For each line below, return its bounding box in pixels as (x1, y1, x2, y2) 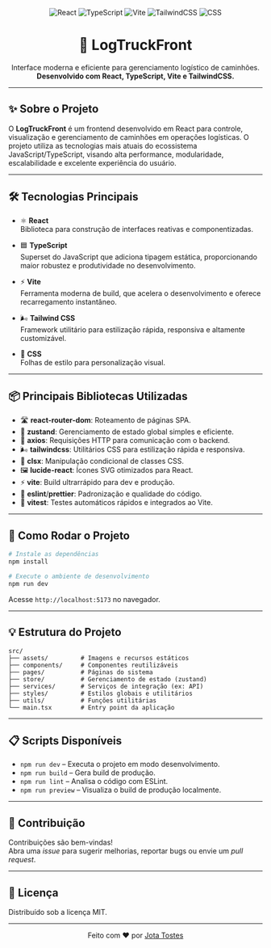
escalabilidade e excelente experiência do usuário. (8, 158, 177, 167)
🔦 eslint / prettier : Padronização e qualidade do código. (19, 489, 202, 499)
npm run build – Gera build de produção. (19, 768, 156, 777)
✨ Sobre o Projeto (8, 102, 99, 116)
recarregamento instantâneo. (19, 297, 117, 306)
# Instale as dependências (8, 550, 99, 558)
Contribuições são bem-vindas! (8, 837, 113, 848)
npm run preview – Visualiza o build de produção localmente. (19, 785, 222, 795)
